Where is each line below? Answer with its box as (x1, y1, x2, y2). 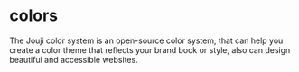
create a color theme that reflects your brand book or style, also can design (9, 44, 291, 55)
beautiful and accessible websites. (9, 54, 138, 65)
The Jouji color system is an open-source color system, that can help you (9, 35, 284, 46)
